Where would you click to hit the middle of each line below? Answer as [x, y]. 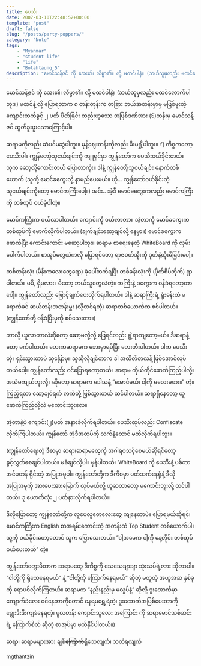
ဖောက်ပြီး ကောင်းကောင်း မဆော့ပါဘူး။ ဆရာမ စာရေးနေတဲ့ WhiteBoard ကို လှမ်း [98, 243]
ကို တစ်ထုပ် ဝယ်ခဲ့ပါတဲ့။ [34, 203]
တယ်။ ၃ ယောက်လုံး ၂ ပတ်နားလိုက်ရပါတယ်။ [58, 497]
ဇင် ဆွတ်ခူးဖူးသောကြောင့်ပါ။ [40, 128]
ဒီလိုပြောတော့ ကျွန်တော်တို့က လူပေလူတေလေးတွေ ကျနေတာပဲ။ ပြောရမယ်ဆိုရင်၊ [98, 514]
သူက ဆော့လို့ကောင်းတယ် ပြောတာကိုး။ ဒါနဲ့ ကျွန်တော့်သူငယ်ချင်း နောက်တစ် [93, 168]
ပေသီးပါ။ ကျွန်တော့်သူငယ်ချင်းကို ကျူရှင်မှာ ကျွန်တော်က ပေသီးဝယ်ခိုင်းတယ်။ [95, 156]
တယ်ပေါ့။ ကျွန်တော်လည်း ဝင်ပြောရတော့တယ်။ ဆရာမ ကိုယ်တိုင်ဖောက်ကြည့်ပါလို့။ [100, 370]
